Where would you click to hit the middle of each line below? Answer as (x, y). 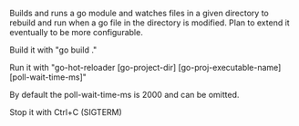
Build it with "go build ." (53, 50)
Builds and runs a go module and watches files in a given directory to (139, 13)
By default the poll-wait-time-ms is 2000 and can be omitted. (124, 95)
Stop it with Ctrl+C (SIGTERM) (66, 112)
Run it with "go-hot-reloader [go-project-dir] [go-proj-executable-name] (145, 68)
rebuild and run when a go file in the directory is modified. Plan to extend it (149, 23)
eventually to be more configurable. (76, 32)
